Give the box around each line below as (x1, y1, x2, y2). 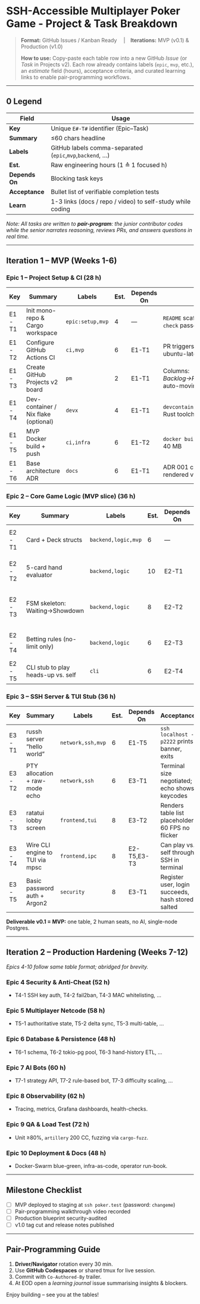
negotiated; (160, 777, 192, 785)
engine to (26, 849, 52, 857)
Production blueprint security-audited (14, 1214, 107, 1222)
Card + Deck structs (26, 535, 82, 544)
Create (26, 363, 46, 371)
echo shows (160, 784, 195, 793)
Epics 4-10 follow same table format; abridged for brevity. (6, 963, 149, 970)
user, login (160, 880, 190, 889)
